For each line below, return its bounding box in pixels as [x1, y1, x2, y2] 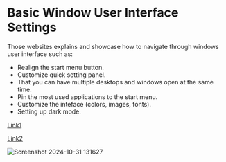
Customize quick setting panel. [17, 71, 106, 79]
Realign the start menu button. [17, 63, 104, 71]
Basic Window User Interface [7, 5, 179, 21]
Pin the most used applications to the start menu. [17, 92, 158, 101]
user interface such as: [7, 50, 73, 58]
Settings [7, 19, 57, 35]
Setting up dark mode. [17, 107, 82, 116]
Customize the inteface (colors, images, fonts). [17, 100, 151, 108]
